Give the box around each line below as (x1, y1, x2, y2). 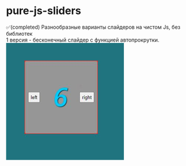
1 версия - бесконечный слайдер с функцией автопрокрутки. (6, 36, 160, 43)
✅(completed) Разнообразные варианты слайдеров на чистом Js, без (6, 23, 181, 31)
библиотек (6, 30, 33, 37)
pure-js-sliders (6, 4, 82, 18)
